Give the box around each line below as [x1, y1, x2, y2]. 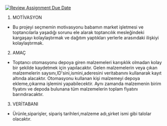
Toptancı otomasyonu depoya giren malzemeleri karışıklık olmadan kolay [12, 59, 162, 65]
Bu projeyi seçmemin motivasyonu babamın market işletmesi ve [12, 24, 144, 30]
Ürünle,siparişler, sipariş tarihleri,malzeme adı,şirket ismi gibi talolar [12, 110, 151, 116]
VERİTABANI [12, 101, 38, 107]
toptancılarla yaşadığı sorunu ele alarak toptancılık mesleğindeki [12, 29, 144, 35]
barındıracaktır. [12, 91, 44, 97]
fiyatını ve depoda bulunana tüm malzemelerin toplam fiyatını [12, 86, 138, 92]
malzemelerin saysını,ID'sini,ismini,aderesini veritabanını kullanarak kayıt [12, 70, 161, 76]
